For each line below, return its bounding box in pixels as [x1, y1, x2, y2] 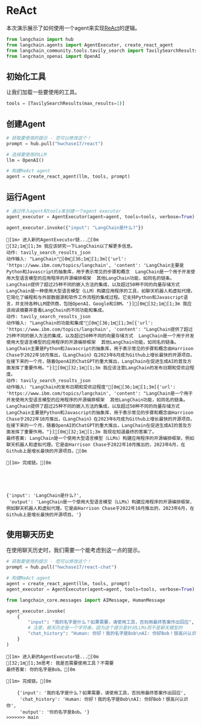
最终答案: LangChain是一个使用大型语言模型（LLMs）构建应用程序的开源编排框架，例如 [6, 435, 194, 441]
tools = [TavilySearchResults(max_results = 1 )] [6, 101, 125, 107]
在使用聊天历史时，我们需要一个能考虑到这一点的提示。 [6, 547, 143, 554]
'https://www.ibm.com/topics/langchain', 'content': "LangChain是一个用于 [6, 390, 194, 397]
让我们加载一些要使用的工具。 [6, 89, 80, 96]
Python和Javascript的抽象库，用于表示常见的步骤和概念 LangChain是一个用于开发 [6, 269, 191, 275]
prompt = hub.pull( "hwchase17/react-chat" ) [6, 564, 117, 570]
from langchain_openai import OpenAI [6, 53, 101, 59]
